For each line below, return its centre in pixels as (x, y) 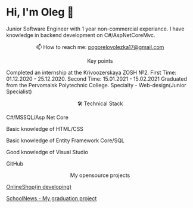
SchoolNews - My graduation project (52, 198)
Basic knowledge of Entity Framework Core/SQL (66, 140)
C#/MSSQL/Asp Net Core (37, 117)
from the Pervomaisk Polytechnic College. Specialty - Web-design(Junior (96, 85)
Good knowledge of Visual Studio (47, 152)
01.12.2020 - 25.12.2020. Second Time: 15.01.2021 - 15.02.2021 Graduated (97, 79)
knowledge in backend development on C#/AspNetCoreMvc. (81, 35)
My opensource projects (100, 175)
